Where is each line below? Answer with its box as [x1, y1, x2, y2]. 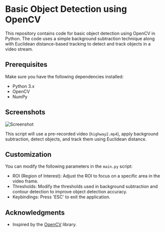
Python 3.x [12, 83, 35, 89]
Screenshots [5, 108, 46, 117]
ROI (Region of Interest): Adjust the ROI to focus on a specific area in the [12, 173, 161, 179]
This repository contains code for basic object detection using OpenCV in [5, 30, 155, 36]
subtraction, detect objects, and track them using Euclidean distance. [5, 136, 147, 142]
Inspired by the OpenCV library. [12, 222, 77, 228]
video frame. [12, 178, 39, 184]
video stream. [5, 46, 33, 52]
